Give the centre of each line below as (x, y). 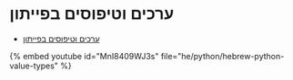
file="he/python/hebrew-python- (222, 56)
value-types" (34, 66)
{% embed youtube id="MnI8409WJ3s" (84, 56)
